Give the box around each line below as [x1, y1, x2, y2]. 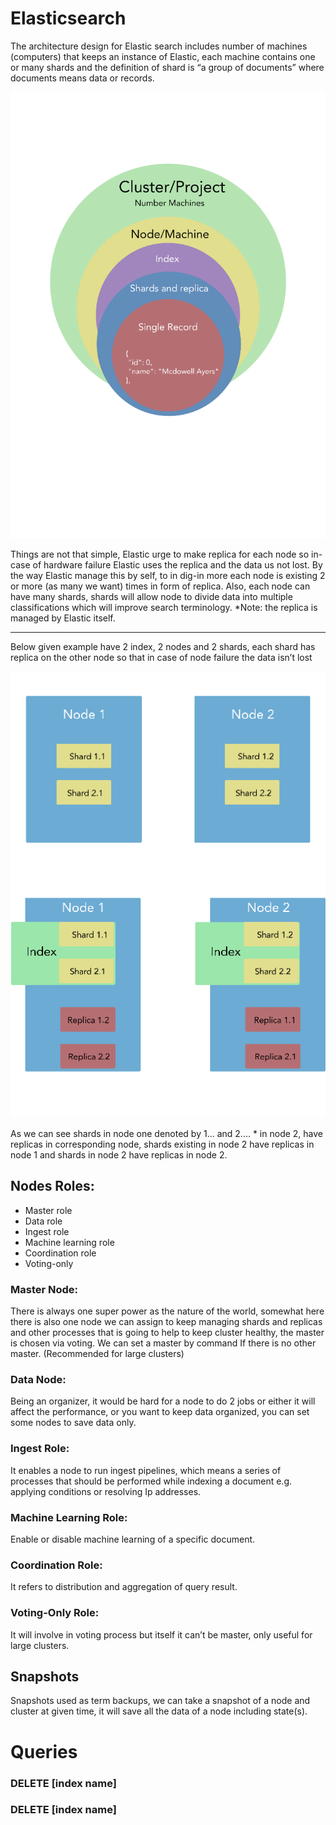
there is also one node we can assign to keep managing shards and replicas [10, 1316, 323, 1328]
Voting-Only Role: [10, 1606, 100, 1620]
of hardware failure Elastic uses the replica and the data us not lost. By [32, 558, 323, 571]
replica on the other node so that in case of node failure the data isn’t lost [10, 651, 313, 663]
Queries [10, 1740, 78, 1763]
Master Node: [10, 1282, 79, 1296]
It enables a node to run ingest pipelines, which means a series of [10, 1464, 282, 1476]
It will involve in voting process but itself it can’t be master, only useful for [10, 1628, 313, 1641]
